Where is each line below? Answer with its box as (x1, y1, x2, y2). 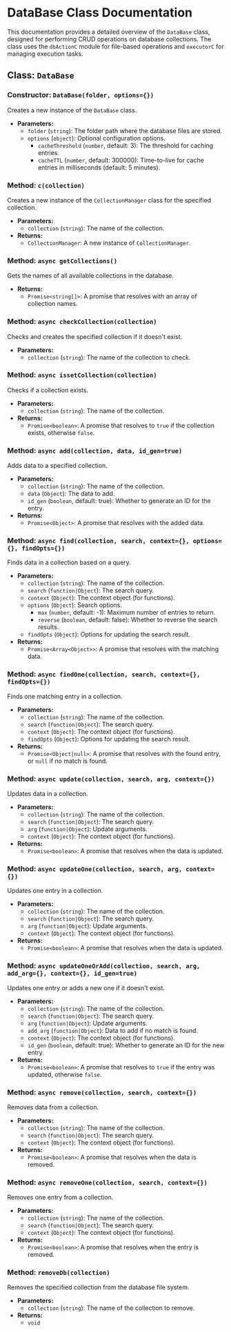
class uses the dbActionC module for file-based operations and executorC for (7, 42, 224, 50)
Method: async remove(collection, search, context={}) (7, 1087, 197, 1097)
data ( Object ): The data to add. (27, 489, 115, 498)
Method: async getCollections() (7, 256, 118, 265)
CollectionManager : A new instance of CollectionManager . (27, 238, 191, 247)
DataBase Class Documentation (7, 5, 193, 21)
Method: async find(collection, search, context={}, (7, 536, 190, 546)
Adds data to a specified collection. (7, 462, 108, 470)
